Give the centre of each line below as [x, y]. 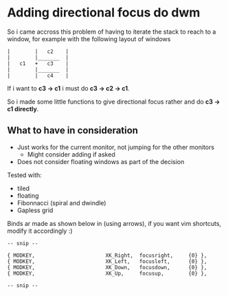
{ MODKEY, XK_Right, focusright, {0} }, [107, 255]
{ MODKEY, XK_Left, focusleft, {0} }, [107, 261]
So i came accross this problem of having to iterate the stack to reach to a [112, 32]
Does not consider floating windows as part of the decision [101, 161]
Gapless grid [35, 210]
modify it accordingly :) [40, 231]
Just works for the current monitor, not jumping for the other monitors [116, 147]
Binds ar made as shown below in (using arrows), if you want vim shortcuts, [114, 223]
